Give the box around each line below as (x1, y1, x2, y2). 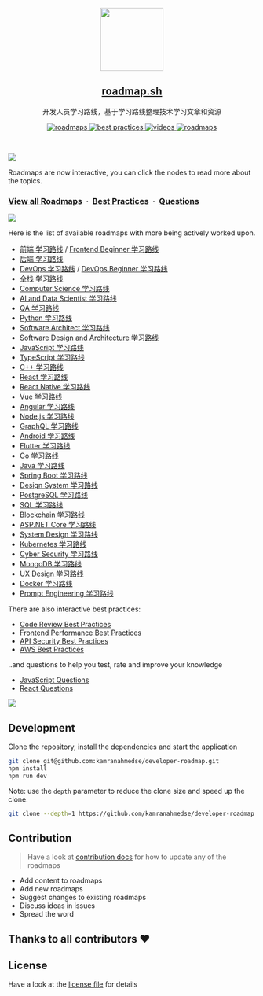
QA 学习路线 (19, 304, 60, 313)
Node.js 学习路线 (19, 411, 75, 421)
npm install (8, 764, 47, 773)
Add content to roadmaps (19, 876, 103, 885)
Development (8, 721, 76, 735)
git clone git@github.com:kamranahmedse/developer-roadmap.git (8, 757, 220, 765)
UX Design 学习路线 (19, 569, 84, 578)
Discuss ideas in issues (19, 901, 96, 910)
